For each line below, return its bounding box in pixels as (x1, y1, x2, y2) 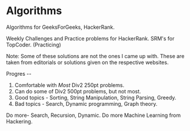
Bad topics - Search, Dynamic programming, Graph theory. (14, 100, 158, 107)
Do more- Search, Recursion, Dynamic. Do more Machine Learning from (6, 112, 181, 119)
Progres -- (6, 70, 32, 77)
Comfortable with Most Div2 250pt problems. (14, 81, 125, 89)
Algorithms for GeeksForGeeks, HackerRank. (6, 23, 115, 31)
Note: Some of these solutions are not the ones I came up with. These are (6, 52, 185, 59)
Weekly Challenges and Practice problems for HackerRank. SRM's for (6, 35, 175, 42)
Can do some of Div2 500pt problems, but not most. (14, 88, 141, 95)
